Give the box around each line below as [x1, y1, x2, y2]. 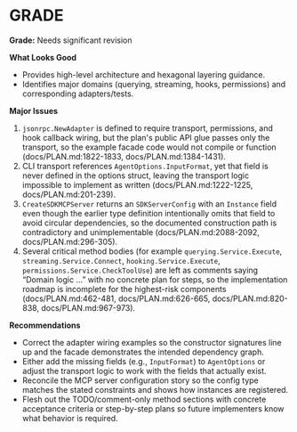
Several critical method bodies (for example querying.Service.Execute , [21, 246, 283, 257]
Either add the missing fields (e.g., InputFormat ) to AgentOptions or [21, 355, 266, 366]
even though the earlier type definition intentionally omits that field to [21, 208, 276, 218]
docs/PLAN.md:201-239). [21, 189, 116, 200]
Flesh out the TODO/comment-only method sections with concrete [21, 394, 267, 404]
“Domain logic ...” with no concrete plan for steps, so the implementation [21, 273, 288, 285]
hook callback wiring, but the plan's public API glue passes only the [21, 132, 270, 143]
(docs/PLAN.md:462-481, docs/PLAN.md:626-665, [21, 293, 211, 304]
